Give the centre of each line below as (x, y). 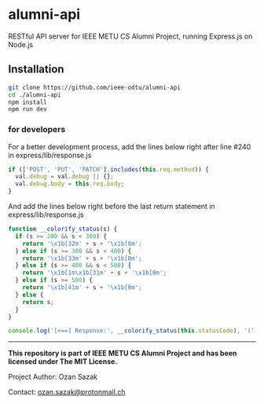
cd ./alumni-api (35, 95)
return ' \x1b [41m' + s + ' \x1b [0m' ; (82, 288)
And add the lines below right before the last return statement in (112, 207)
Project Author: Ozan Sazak (53, 377)
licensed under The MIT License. (63, 362)
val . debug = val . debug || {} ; (64, 177)
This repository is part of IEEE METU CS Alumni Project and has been (123, 353)
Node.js (21, 44)
